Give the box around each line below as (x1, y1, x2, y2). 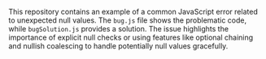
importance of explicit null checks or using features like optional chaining (8, 32, 254, 42)
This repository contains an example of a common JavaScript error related (8, 7, 258, 16)
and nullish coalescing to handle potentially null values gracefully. (8, 41, 229, 51)
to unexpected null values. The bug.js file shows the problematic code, (8, 15, 247, 25)
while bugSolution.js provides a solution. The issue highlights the (8, 24, 229, 33)
